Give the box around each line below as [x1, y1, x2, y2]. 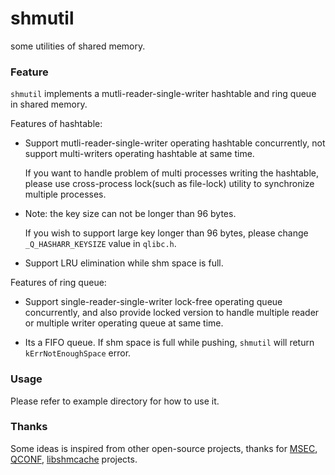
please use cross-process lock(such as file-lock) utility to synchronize [24, 178, 315, 190]
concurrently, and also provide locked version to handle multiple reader [24, 307, 320, 319]
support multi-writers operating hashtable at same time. [24, 148, 255, 160]
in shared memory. [10, 98, 88, 111]
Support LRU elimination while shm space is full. [24, 257, 224, 269]
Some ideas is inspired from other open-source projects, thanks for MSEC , [10, 442, 318, 454]
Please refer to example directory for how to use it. [10, 395, 220, 407]
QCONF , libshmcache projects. [10, 453, 138, 465]
